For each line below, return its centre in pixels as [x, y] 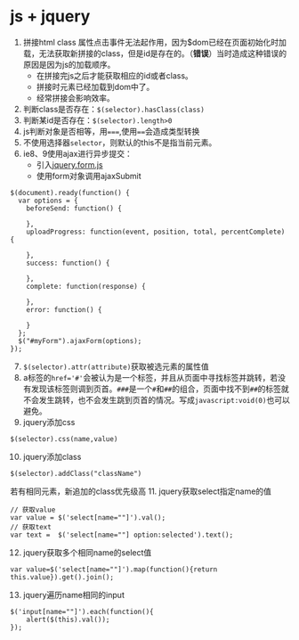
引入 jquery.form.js [69, 164]
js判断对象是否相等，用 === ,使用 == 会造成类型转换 [111, 131]
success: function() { [68, 263]
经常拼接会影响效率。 [75, 98]
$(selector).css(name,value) [64, 439]
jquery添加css [49, 422]
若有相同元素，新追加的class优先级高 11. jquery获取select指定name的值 [141, 491]
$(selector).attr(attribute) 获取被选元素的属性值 [116, 366]
